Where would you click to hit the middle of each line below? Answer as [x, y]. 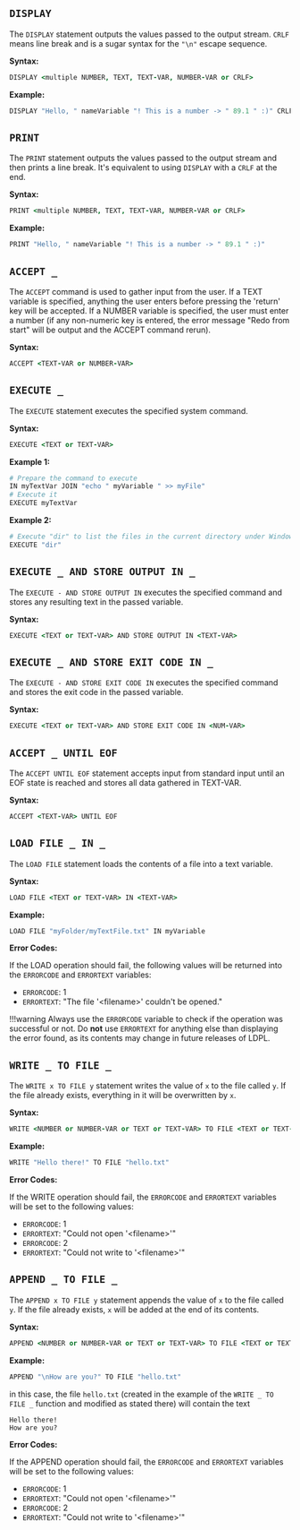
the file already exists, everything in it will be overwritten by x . [123, 1096]
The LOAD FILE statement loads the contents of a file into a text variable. [142, 864]
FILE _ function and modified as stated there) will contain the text [130, 1403]
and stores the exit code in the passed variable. [96, 692]
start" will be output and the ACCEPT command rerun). [110, 330]
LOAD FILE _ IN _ [57, 843]
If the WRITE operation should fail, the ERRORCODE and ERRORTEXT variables [143, 1197]
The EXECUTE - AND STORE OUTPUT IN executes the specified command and [146, 592]
